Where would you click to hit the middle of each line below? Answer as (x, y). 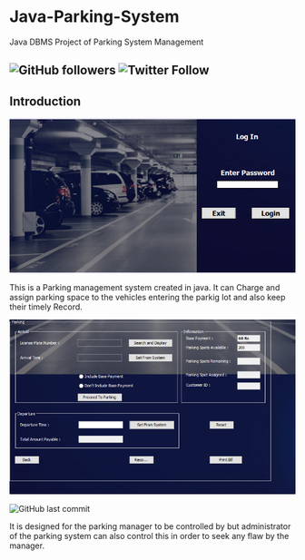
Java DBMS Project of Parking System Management (107, 42)
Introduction (45, 101)
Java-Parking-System (94, 17)
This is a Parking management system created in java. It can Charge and (145, 288)
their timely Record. (46, 307)
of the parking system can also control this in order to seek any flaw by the (149, 536)
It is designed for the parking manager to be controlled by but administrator (150, 526)
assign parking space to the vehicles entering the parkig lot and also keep (148, 298)
